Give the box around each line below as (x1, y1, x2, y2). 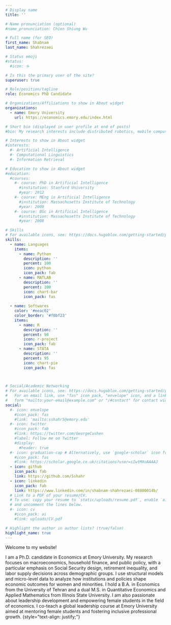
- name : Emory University (10, 110, 65, 115)
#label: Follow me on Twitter (14, 436, 79, 441)
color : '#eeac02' (14, 308, 51, 314)
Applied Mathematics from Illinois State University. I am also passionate (5, 592, 155, 598)
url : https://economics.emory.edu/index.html (14, 115, 113, 120)
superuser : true (5, 78, 40, 83)
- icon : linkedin (10, 478, 47, 484)
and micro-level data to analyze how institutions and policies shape (5, 576, 147, 582)
